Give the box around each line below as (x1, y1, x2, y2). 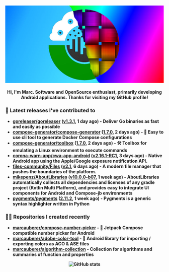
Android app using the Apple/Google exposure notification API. (12, 158, 148, 164)
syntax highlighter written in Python (12, 201, 90, 207)
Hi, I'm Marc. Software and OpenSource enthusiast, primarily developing (7, 89, 162, 95)
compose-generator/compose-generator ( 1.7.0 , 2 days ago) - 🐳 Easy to (12, 129, 164, 135)
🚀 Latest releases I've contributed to (5, 107, 96, 114)
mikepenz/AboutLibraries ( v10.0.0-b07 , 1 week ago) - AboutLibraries (12, 174, 159, 180)
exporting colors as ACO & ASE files (12, 241, 90, 247)
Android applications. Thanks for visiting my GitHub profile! (21, 94, 148, 100)
